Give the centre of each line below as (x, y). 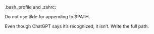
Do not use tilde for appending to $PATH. (47, 17)
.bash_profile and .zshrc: (31, 7)
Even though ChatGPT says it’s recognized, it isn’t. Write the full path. (77, 26)
